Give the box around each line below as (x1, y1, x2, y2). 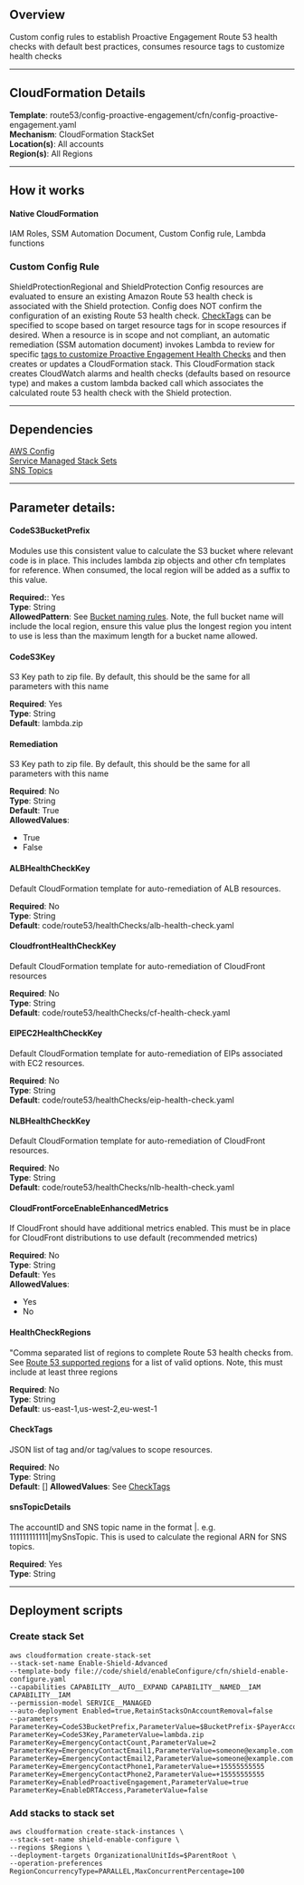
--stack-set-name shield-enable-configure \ (9, 1835, 180, 1844)
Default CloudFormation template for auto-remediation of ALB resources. (9, 883, 281, 894)
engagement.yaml (9, 119, 77, 130)
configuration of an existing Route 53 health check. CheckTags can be (9, 310, 271, 321)
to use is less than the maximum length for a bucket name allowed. (9, 630, 258, 641)
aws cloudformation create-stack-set (9, 1650, 152, 1660)
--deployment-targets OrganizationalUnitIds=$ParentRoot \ (9, 1851, 237, 1860)
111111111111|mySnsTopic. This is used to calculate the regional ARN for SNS (9, 1531, 288, 1542)
